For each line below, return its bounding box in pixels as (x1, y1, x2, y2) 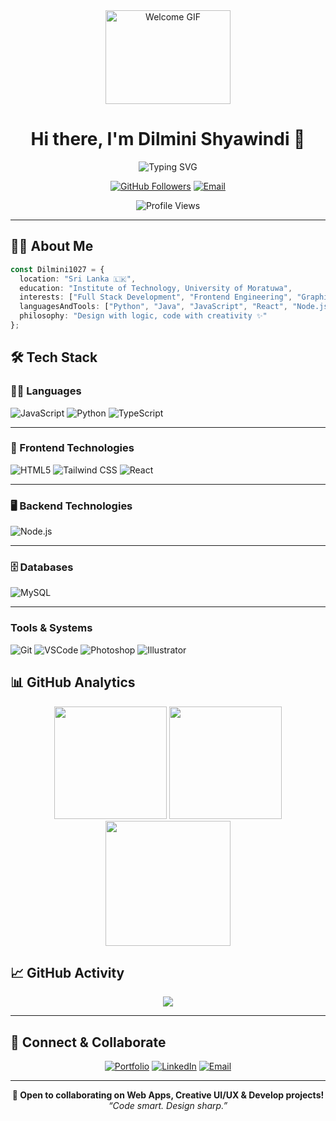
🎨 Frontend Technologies (10, 441, 135, 455)
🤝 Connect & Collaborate (10, 1034, 167, 1051)
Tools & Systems (10, 621, 93, 635)
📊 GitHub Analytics (10, 674, 136, 691)
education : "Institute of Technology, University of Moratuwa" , (19, 283, 293, 293)
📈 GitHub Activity (10, 964, 125, 981)
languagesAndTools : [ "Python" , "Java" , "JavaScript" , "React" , (19, 302, 288, 312)
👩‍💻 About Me (10, 238, 94, 255)
